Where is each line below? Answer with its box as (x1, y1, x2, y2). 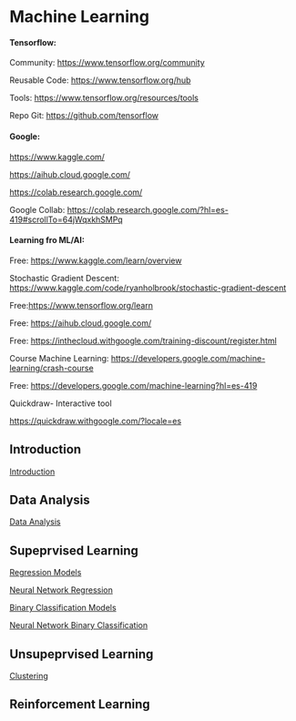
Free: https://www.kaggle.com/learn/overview (9, 255, 182, 266)
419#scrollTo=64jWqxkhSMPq (9, 214, 123, 225)
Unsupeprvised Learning (9, 646, 154, 662)
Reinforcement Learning (9, 696, 150, 712)
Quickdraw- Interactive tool (9, 398, 112, 409)
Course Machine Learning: (9, 352, 109, 363)
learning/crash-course (9, 362, 94, 373)
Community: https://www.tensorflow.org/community (9, 57, 205, 68)
